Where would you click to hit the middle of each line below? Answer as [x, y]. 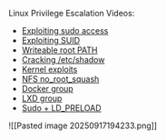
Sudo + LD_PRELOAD [61, 108]
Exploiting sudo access [65, 30]
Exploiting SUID [51, 40]
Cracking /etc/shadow [63, 60]
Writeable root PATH [59, 50]
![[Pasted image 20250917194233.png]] [83, 125]
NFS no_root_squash [60, 79]
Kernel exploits [49, 69]
